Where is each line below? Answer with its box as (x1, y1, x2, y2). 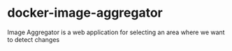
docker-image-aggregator (7, 5, 163, 21)
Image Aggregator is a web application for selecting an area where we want (7, 28, 225, 36)
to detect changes (7, 35, 60, 43)
